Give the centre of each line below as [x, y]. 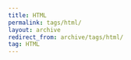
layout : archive [34, 30]
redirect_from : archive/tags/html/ [66, 37]
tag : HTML [24, 44]
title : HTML [27, 15]
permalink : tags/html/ [45, 23]
